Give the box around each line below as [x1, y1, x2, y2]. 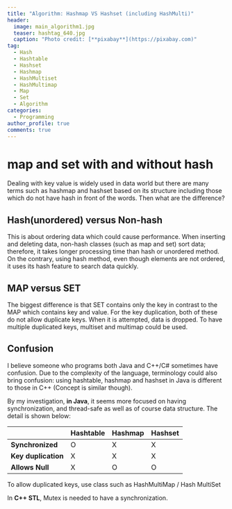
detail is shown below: [7, 411, 71, 420]
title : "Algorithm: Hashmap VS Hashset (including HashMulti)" [7, 10, 194, 17]
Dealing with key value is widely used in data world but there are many [7, 179, 209, 187]
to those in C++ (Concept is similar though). [7, 383, 133, 392]
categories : [7, 107, 42, 114]
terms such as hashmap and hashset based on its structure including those [7, 187, 222, 195]
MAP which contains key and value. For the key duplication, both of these [7, 308, 217, 316]
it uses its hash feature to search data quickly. [7, 262, 139, 271]
